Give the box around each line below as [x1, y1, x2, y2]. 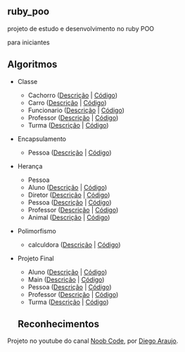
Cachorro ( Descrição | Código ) [27, 91, 118, 99]
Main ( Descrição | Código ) [27, 275, 105, 284]
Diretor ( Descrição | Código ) [27, 190, 110, 199]
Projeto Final [17, 254, 54, 262]
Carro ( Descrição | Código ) [27, 98, 107, 107]
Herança [17, 162, 43, 170]
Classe [17, 77, 38, 85]
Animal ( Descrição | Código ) [27, 213, 110, 221]
